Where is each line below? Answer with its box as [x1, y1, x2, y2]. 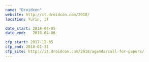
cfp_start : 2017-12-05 [5, 40, 53, 45]
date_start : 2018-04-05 [5, 26, 56, 31]
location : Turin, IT [5, 17, 49, 22]
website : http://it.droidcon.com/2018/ [5, 12, 90, 17]
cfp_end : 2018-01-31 [5, 44, 49, 49]
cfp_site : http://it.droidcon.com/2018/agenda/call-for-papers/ [5, 49, 144, 54]
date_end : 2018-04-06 [5, 31, 56, 36]
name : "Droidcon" [5, 7, 42, 13]
